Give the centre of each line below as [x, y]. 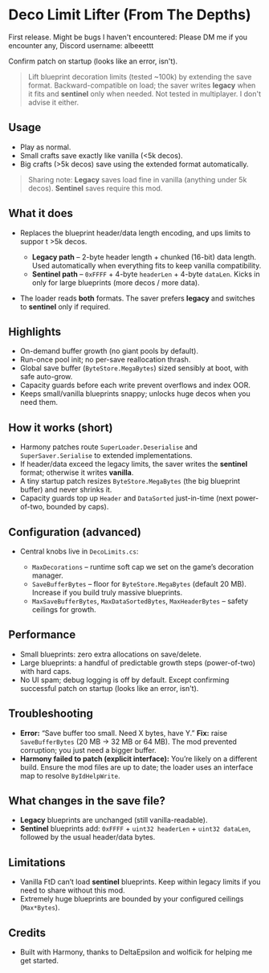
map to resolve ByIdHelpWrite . [70, 775]
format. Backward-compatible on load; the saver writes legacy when [142, 85]
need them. [39, 403]
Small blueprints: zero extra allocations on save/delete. [111, 654]
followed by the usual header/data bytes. [88, 837]
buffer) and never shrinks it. [66, 490]
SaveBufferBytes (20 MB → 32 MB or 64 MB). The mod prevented [128, 742]
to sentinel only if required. [65, 306]
